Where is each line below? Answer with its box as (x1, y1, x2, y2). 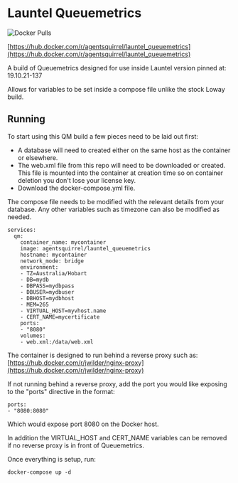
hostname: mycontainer (20, 251, 87, 258)
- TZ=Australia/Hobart (20, 270, 87, 277)
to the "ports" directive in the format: (7, 387, 115, 396)
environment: (20, 263, 59, 271)
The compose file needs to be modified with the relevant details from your (7, 197, 225, 206)
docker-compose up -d (7, 468, 72, 476)
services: (7, 226, 37, 233)
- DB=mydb (20, 276, 50, 283)
